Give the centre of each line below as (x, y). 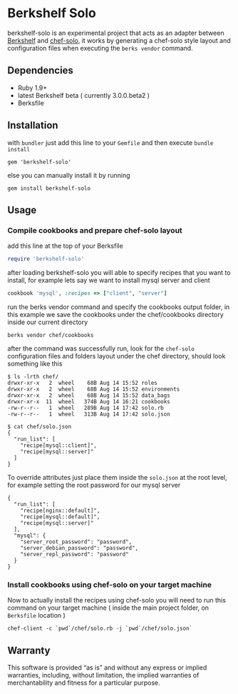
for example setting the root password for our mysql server (94, 485)
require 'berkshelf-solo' (46, 259)
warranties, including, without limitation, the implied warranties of (103, 675)
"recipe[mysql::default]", (60, 517)
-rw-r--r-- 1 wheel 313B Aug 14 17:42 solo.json (89, 414)
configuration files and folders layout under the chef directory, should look (117, 356)
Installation (33, 125)
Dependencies (40, 70)
